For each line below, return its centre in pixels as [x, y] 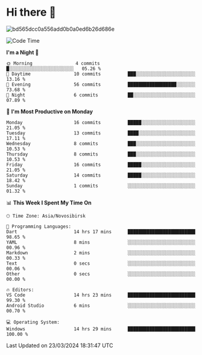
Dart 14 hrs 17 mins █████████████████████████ [101, 231]
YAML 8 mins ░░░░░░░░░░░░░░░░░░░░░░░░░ [101, 242]
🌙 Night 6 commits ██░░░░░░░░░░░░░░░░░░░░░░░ [101, 95]
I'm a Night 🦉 [23, 52]
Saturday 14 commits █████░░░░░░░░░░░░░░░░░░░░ [101, 175]
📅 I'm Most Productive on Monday [50, 112]
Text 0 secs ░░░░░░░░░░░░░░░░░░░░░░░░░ [101, 263]
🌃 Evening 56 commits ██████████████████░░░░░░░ [101, 84]
